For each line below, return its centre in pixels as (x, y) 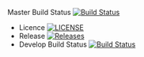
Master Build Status (40, 12)
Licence (32, 27)
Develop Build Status (53, 44)
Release (32, 36)
